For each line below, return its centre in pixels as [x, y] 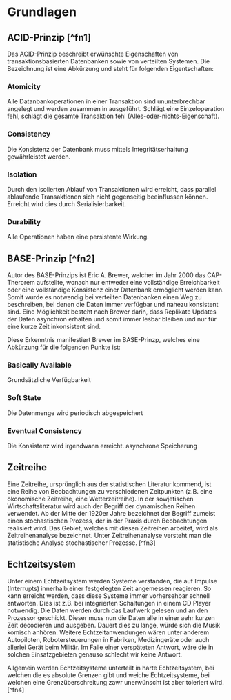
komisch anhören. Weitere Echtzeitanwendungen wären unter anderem [108, 632]
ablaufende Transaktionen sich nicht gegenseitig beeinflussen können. [108, 197]
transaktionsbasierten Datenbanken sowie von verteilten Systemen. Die [109, 61]
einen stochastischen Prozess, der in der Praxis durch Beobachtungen [107, 521]
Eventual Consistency [45, 430]
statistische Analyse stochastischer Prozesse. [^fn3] [82, 543]
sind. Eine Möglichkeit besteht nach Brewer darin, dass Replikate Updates [112, 312]
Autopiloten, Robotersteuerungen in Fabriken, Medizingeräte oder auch [108, 639]
